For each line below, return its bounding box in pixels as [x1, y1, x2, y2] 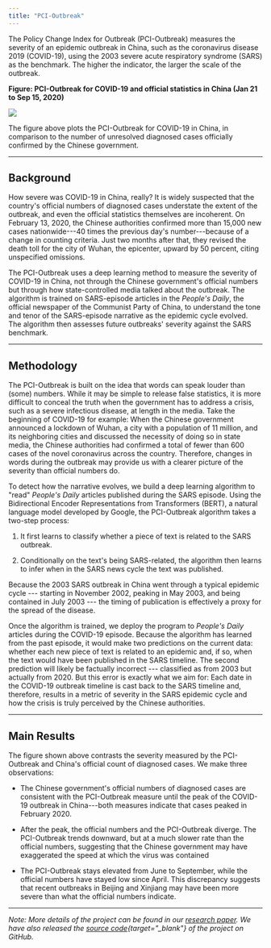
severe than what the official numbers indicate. [19, 892, 177, 901]
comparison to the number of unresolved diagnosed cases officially [8, 131, 233, 141]
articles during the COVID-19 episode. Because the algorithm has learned [8, 630, 252, 639]
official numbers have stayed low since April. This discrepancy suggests [19, 875, 261, 884]
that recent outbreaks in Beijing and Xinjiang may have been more [19, 884, 240, 893]
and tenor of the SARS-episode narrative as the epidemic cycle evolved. [8, 311, 248, 321]
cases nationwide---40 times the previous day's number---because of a [8, 227, 249, 236]
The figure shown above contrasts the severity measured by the [8, 750, 222, 760]
